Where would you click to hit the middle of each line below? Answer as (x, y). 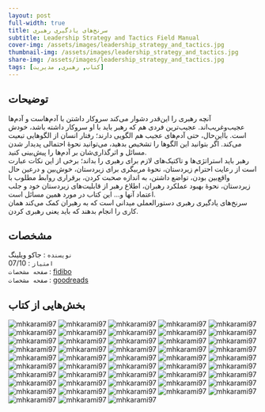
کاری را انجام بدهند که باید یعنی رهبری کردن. (73, 211)
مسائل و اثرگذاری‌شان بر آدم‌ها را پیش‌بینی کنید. (78, 152)
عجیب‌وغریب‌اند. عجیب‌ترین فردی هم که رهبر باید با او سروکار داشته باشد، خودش (127, 127)
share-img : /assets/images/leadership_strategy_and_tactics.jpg (116, 60)
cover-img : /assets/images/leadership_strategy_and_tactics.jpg (116, 45)
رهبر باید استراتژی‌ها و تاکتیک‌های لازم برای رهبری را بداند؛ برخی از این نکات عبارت (129, 160)
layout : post (30, 15)
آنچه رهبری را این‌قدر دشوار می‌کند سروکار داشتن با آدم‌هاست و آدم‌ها (110, 118)
